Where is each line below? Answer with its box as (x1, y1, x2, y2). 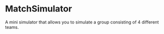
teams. (5, 24, 19, 30)
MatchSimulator (5, 3, 72, 14)
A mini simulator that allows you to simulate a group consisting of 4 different (5, 19, 159, 25)
